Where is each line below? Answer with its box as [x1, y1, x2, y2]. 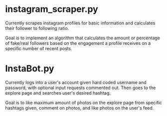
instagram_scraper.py [5, 3, 98, 15]
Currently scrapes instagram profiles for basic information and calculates [5, 20, 156, 26]
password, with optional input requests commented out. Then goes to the [5, 85, 156, 91]
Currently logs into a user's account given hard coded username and [5, 79, 147, 85]
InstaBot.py [5, 63, 54, 74]
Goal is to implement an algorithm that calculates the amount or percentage [5, 35, 161, 41]
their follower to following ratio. [5, 25, 69, 31]
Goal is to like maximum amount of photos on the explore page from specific [5, 100, 163, 106]
